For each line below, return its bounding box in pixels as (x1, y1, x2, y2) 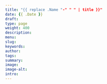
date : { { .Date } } (5, 12, 43, 17)
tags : (5, 53, 16, 58)
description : (5, 30, 32, 35)
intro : (5, 72, 19, 77)
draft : (5, 16, 19, 21)
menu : (5, 35, 16, 40)
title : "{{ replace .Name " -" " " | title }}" (5, 7, 103, 12)
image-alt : (5, 67, 28, 72)
